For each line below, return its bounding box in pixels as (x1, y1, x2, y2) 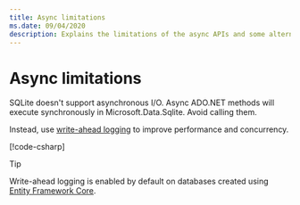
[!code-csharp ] (9, 142, 65, 152)
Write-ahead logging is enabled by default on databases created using (9, 176, 270, 187)
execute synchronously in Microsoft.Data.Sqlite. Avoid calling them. (9, 107, 257, 118)
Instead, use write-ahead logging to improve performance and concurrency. (9, 124, 289, 135)
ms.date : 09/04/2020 (9, 21, 87, 30)
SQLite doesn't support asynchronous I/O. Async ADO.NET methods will (9, 97, 275, 108)
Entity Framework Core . (9, 185, 96, 196)
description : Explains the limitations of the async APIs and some (9, 29, 266, 38)
